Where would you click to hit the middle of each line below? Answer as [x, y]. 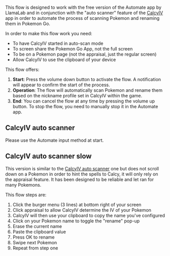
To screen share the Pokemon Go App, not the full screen [73, 49]
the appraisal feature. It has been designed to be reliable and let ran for [79, 179]
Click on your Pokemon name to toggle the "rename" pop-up [76, 221]
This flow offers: [22, 69]
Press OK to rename [33, 237]
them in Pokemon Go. [28, 23]
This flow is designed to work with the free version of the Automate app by [83, 7]
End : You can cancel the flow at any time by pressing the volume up [83, 101]
